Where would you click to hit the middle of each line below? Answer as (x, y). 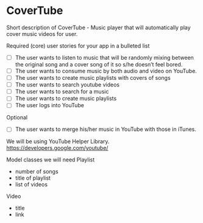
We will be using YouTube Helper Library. (58, 141)
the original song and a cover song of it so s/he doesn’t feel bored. (99, 64)
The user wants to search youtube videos (67, 85)
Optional (17, 118)
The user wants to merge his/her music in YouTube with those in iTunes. (105, 129)
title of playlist (33, 178)
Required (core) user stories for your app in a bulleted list (78, 46)
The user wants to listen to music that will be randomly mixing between (104, 57)
